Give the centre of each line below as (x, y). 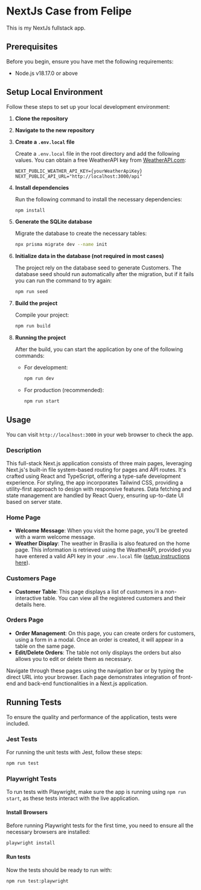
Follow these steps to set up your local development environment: (88, 106)
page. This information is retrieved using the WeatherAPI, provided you (103, 550)
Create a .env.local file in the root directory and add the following (97, 153)
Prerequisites (32, 47)
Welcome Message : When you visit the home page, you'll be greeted (101, 530)
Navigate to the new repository (55, 130)
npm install (30, 210)
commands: (30, 356)
